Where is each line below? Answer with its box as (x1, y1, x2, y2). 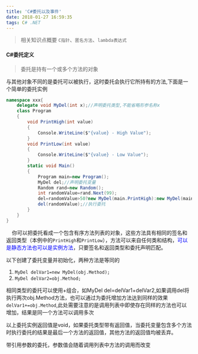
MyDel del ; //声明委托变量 (37, 179, 96, 185)
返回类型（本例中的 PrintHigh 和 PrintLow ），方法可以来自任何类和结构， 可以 (6, 237, 188, 244)
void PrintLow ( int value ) (27, 141, 91, 147)
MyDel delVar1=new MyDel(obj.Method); (14, 269, 110, 275)
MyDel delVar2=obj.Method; (14, 276, 81, 281)
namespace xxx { (6, 97, 44, 103)
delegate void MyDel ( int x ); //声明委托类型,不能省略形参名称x (16, 103, 160, 109)
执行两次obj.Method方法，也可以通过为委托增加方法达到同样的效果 (6, 294, 169, 301)
